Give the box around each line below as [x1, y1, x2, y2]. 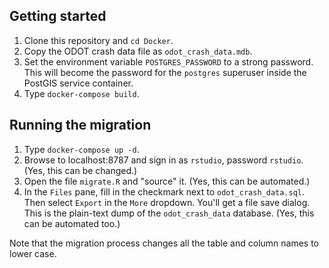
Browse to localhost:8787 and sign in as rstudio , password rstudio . [23, 154, 304, 166]
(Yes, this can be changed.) [23, 164, 138, 176]
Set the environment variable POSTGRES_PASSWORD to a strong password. [23, 55, 314, 68]
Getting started [9, 8, 107, 25]
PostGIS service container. [23, 77, 134, 89]
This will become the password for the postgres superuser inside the [23, 66, 307, 78]
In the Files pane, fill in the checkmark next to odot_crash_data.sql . [23, 185, 306, 198]
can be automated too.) [23, 217, 121, 229]
